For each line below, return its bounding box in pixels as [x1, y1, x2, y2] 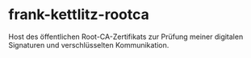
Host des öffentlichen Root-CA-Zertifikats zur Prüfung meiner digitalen [8, 32, 244, 41]
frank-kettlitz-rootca [8, 6, 149, 24]
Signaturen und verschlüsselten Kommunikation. [8, 40, 169, 49]
